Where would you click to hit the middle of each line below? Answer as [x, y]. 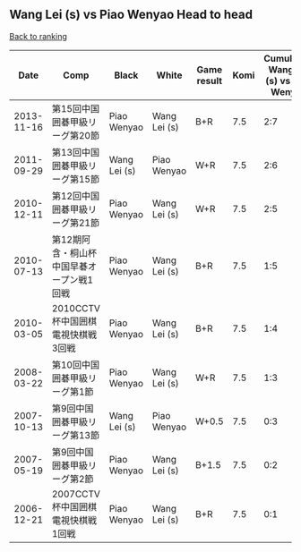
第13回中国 [76, 152]
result [209, 81]
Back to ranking [38, 36]
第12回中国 [76, 196]
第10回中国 [76, 364]
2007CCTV [76, 494]
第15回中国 [76, 108]
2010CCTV [76, 308]
